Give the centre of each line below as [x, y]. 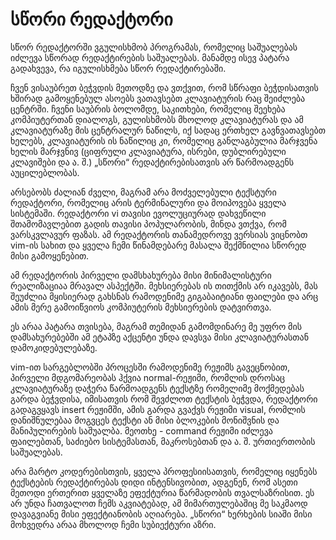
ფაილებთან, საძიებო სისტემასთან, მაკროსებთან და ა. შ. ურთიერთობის [163, 441]
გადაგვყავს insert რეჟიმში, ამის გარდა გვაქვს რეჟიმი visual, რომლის [158, 409]
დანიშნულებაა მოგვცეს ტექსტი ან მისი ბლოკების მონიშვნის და [145, 420]
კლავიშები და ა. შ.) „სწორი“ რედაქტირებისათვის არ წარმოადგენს [152, 162]
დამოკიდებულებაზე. [54, 347]
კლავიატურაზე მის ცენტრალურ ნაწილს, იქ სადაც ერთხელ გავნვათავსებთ [168, 130]
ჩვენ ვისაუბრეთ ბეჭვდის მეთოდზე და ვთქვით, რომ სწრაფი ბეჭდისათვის [164, 87]
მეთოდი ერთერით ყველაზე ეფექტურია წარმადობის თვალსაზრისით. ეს [162, 492]
